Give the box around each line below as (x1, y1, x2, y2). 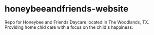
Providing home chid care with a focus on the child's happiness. (4, 24, 134, 30)
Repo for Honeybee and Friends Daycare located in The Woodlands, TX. (4, 19, 150, 25)
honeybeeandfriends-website (4, 3, 129, 14)
